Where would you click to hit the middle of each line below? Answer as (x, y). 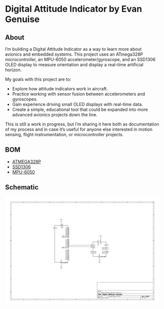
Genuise (23, 19)
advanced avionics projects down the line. (55, 115)
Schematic (22, 187)
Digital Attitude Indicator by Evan (74, 9)
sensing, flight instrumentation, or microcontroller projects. (64, 134)
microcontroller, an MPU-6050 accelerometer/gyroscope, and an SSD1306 (80, 59)
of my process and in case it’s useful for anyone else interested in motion (79, 129)
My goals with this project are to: (38, 79)
